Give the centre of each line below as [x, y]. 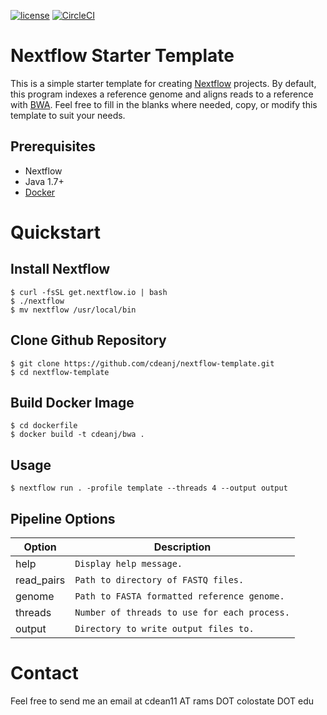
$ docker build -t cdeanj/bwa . [77, 435]
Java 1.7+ [44, 181]
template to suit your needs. [68, 115]
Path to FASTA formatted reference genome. [179, 596]
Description [182, 547]
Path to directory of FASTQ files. [159, 580]
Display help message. [128, 563]
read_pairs [40, 580]
